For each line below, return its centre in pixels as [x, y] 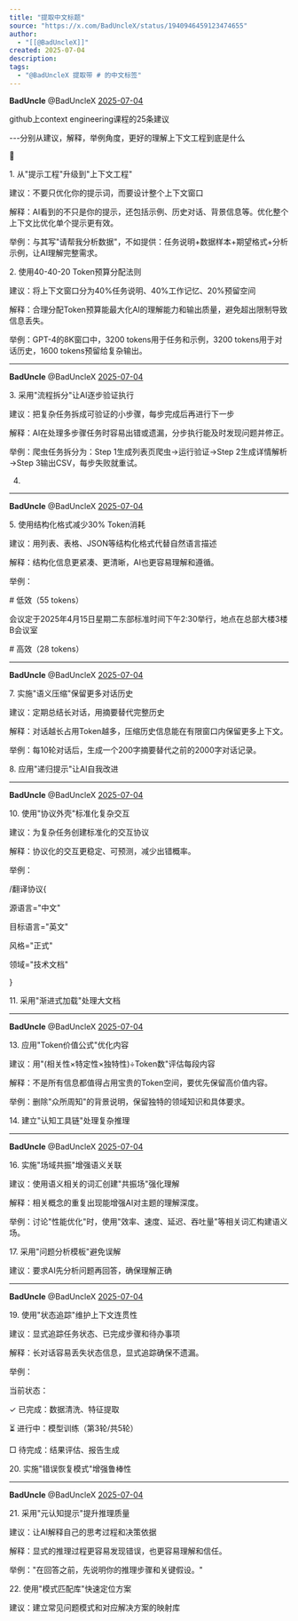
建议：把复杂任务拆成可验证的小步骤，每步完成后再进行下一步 [122, 413]
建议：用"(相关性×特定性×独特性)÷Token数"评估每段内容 [112, 1064]
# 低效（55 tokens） [47, 600]
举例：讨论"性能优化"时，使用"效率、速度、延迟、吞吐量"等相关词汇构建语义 [149, 1221]
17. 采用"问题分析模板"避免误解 [65, 1251]
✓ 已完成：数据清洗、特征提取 [64, 1409]
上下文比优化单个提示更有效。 [63, 222]
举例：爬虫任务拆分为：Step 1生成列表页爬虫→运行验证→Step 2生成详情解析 [149, 451]
